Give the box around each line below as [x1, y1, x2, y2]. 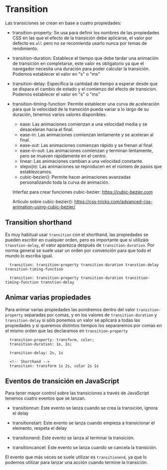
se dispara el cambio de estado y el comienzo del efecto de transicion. [12, 86, 158, 92]
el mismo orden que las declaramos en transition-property [5, 328, 128, 334]
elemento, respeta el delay [12, 425, 67, 431]
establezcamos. [19, 168, 53, 175]
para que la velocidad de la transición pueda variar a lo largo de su [12, 106, 149, 112]
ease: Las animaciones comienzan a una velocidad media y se [19, 121, 148, 127]
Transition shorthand [5, 218, 72, 227]
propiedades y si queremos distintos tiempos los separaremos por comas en [5, 322, 162, 328]
